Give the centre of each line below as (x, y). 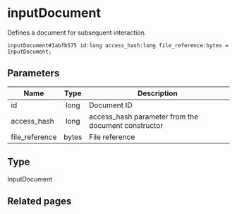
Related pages (39, 201)
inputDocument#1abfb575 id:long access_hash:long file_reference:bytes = (118, 45)
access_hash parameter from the (144, 117)
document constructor (126, 125)
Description (157, 93)
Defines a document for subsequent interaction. (77, 32)
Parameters (34, 73)
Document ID (111, 105)
